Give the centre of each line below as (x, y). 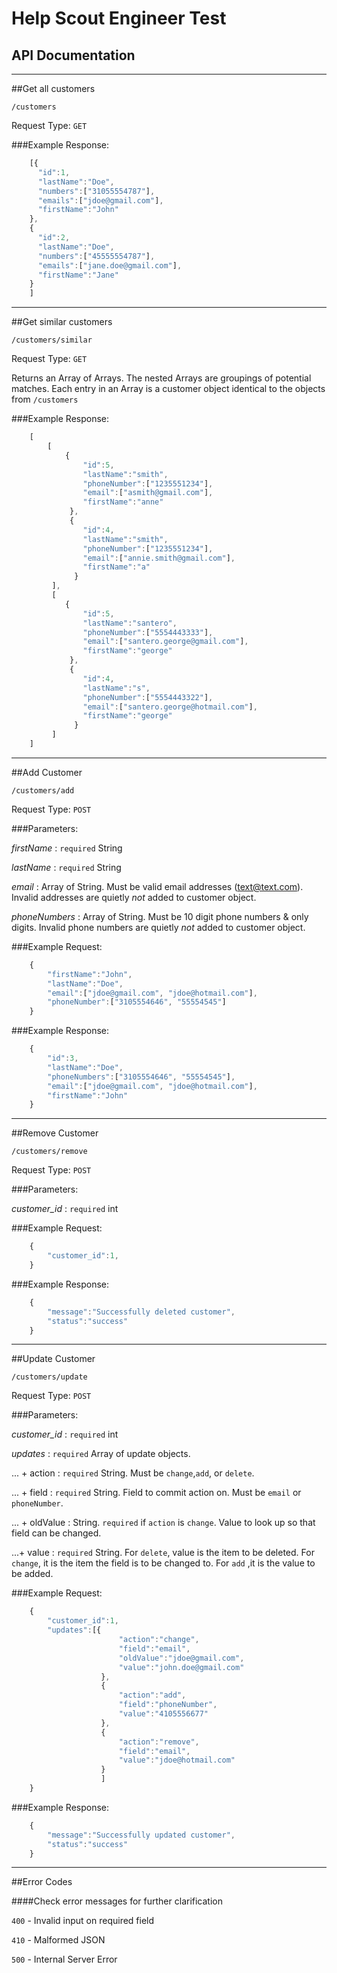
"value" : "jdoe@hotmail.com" (177, 1760)
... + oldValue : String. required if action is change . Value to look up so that (163, 1523)
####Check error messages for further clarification (117, 1901)
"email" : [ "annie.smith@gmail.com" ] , (159, 558)
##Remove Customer (55, 1133)
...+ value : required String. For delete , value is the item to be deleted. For (163, 1553)
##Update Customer (53, 1359)
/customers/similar (52, 340)
